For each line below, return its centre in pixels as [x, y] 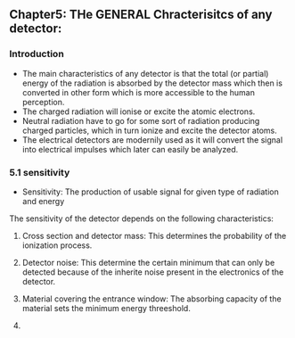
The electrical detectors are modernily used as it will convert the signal [152, 140]
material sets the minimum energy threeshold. [107, 308]
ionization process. [57, 245]
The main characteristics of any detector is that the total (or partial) [145, 73]
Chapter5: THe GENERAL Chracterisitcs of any [141, 15]
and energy [43, 201]
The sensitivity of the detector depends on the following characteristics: [142, 218]
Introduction [37, 54]
